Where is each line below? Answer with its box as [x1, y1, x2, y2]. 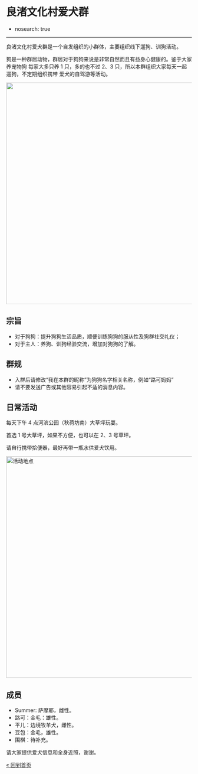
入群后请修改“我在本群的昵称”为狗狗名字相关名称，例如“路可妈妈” [14, 376, 174, 383]
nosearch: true [14, 25, 51, 32]
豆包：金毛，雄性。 [14, 729, 62, 736]
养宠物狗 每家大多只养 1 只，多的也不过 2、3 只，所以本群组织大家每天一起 [6, 63, 187, 70]
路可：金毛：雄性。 [14, 714, 62, 721]
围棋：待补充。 [14, 736, 51, 743]
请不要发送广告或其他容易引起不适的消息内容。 [14, 383, 128, 391]
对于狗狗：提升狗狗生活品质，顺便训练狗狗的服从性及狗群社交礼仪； [14, 333, 180, 340]
